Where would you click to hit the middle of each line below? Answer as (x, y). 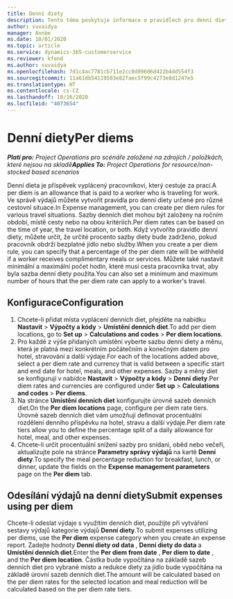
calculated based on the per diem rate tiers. (69, 589)
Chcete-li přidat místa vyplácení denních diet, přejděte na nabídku (112, 319)
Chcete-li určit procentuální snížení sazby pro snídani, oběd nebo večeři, (121, 445)
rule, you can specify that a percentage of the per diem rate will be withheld (115, 251)
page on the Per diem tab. (54, 474)
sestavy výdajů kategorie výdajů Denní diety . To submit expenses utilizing (112, 530)
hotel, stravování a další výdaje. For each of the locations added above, (118, 356)
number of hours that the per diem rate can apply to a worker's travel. (107, 280)
